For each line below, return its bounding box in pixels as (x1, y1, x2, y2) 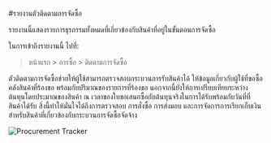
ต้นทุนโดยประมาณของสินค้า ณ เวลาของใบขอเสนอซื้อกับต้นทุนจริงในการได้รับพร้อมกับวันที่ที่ (8, 92, 252, 102)
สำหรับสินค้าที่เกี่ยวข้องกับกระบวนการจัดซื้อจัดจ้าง (8, 110, 138, 119)
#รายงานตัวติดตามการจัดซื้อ (8, 9, 83, 18)
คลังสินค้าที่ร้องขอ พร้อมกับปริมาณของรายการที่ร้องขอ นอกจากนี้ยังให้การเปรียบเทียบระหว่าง (8, 83, 249, 92)
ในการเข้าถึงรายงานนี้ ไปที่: (8, 41, 80, 50)
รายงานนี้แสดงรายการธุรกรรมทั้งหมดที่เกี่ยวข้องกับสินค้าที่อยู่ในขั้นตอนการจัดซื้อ (8, 25, 217, 34)
